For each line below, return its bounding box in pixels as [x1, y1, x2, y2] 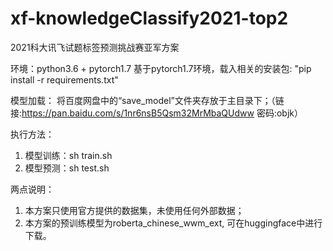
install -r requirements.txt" [10, 73, 119, 86]
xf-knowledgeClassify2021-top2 [10, 7, 289, 30]
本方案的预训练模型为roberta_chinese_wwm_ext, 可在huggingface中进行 [24, 217, 323, 229]
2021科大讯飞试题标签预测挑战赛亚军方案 [10, 41, 180, 53]
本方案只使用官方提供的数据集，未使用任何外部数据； [24, 204, 245, 216]
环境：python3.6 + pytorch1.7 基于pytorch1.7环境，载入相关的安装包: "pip [10, 62, 312, 74]
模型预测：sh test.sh [24, 162, 110, 174]
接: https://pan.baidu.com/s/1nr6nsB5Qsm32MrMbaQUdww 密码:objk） [10, 107, 303, 119]
